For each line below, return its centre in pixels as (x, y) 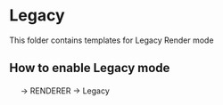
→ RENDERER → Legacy (65, 91)
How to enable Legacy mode (90, 68)
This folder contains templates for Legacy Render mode (111, 40)
